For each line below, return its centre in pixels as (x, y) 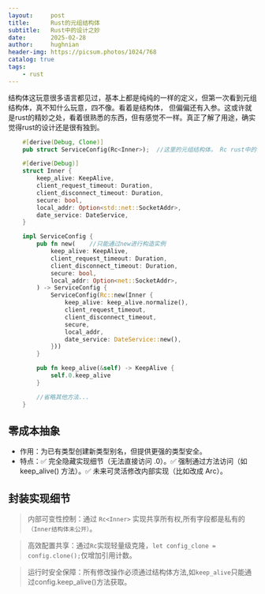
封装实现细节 (39, 498)
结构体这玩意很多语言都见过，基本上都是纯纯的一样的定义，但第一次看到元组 (132, 97)
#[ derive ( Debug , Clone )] (63, 142)
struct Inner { (47, 171)
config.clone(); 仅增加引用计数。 (82, 555)
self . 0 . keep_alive (80, 375)
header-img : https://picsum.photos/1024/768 (82, 52)
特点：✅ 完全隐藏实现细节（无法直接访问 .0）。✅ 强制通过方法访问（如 (133, 461)
